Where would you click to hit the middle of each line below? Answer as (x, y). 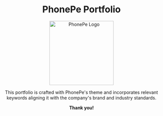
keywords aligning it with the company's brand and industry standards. (81, 98)
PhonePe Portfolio (81, 9)
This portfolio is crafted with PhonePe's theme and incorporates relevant (81, 92)
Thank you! (81, 108)
